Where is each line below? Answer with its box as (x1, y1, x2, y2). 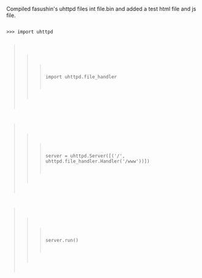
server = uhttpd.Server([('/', (45, 153, 125, 159)
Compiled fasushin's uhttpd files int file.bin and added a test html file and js (6, 5, 196, 12)
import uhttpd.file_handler (45, 73, 118, 80)
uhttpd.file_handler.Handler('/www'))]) (45, 158, 150, 164)
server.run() (45, 237, 79, 243)
